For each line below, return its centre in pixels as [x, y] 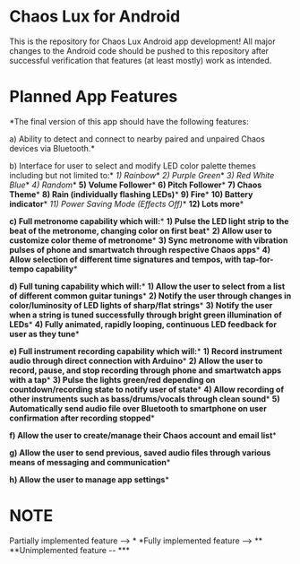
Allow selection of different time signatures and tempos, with [125, 259]
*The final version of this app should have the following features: [129, 121]
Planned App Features [94, 97]
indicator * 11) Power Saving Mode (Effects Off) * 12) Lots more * [127, 204]
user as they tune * [44, 334]
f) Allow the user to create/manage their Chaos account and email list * [143, 435]
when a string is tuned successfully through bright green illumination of [146, 315]
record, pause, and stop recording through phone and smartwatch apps [146, 370]
